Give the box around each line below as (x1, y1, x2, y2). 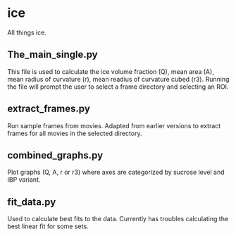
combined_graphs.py (7, 149, 104, 161)
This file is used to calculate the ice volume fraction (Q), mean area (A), (7, 67, 215, 75)
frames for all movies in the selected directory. (7, 129, 142, 137)
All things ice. (7, 28, 47, 37)
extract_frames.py (7, 103, 90, 115)
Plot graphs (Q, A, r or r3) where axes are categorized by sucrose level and (7, 168, 225, 177)
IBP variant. (7, 175, 41, 184)
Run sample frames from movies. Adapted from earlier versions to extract (7, 121, 221, 130)
